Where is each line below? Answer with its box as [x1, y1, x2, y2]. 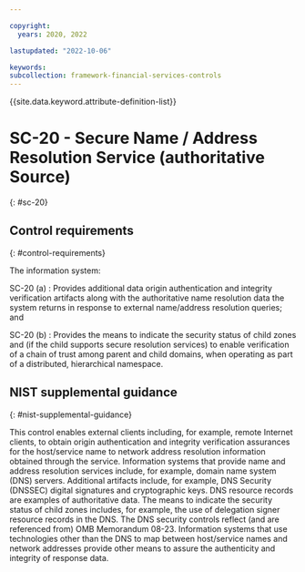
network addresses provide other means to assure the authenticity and [9, 543, 276, 554]
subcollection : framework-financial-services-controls [9, 71, 222, 80]
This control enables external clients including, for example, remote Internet [9, 426, 293, 437]
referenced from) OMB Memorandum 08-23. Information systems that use [9, 523, 289, 534]
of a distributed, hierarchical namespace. [9, 358, 164, 369]
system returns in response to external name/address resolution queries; [9, 301, 282, 312]
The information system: [9, 265, 101, 276]
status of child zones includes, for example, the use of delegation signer [9, 504, 280, 515]
